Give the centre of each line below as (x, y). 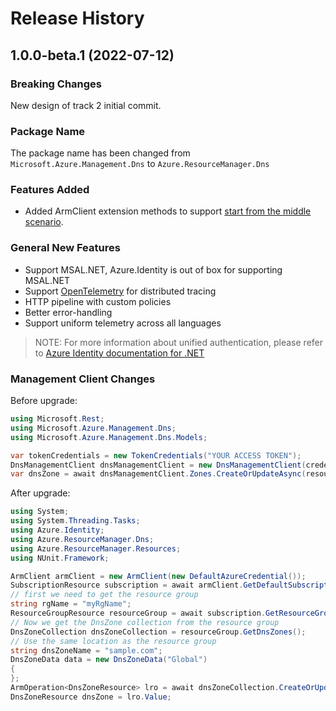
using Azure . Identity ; (57, 530)
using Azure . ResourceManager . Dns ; (82, 539)
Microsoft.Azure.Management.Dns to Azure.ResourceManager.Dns (140, 164)
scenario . (44, 222)
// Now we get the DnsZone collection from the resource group (145, 622)
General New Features (65, 248)
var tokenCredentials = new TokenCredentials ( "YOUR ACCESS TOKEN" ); (156, 455)
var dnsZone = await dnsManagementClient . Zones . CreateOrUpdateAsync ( (158, 474)
